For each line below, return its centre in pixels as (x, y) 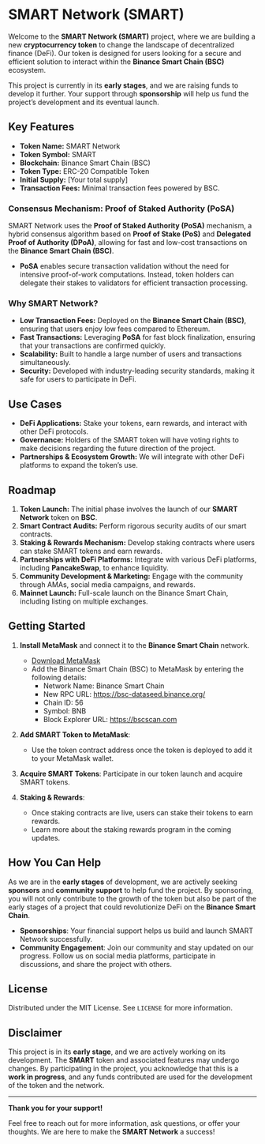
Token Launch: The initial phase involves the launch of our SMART (129, 509)
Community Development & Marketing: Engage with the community (131, 576)
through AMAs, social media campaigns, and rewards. (107, 584)
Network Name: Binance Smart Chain (104, 686)
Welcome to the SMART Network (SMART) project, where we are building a (132, 36)
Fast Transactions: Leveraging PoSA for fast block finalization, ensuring (137, 337)
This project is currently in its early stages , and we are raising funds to (123, 85)
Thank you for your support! (56, 1108)
